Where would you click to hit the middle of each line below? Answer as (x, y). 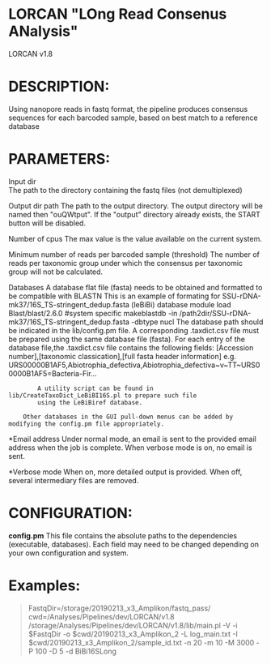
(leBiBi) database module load (181, 304)
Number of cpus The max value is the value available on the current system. (135, 238)
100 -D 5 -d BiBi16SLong (76, 651)
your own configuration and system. (69, 553)
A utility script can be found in (95, 388)
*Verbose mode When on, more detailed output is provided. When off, (125, 472)
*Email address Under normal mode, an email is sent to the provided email (132, 439)
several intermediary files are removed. (74, 480)
